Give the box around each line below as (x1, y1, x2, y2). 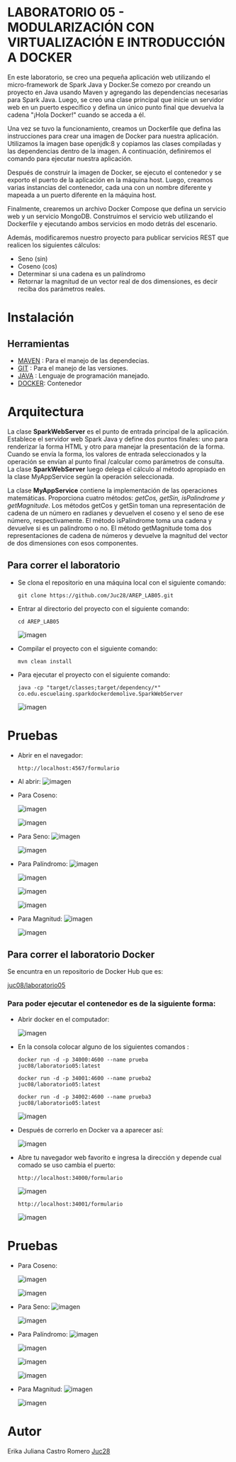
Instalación (7, 310, 74, 326)
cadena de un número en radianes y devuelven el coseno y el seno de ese (7, 508, 225, 517)
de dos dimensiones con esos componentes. (7, 539, 138, 547)
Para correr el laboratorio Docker (7, 949, 155, 961)
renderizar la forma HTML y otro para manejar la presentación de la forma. (7, 442, 225, 451)
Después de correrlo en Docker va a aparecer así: (17, 1125, 164, 1134)
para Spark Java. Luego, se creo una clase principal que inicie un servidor (7, 95, 225, 103)
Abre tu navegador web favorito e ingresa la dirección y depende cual (17, 1153, 222, 1162)
